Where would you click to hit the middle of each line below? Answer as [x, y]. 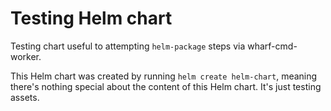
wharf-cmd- [272, 46]
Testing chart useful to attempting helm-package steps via [128, 46]
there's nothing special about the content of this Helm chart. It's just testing [166, 86]
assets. [25, 97]
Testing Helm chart [91, 18]
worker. [26, 56]
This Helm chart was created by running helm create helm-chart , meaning [164, 76]
